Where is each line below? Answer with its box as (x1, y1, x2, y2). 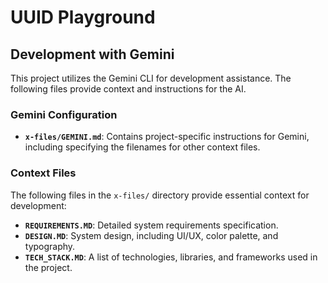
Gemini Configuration (10, 107, 118, 121)
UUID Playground (10, 6, 156, 29)
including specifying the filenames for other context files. (24, 141, 261, 153)
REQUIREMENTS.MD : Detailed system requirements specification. (24, 219, 279, 231)
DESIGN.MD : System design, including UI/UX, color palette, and (24, 229, 279, 241)
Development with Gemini (10, 46, 175, 63)
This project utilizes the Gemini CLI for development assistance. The (10, 72, 292, 84)
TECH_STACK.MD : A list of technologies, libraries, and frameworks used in (24, 251, 318, 263)
